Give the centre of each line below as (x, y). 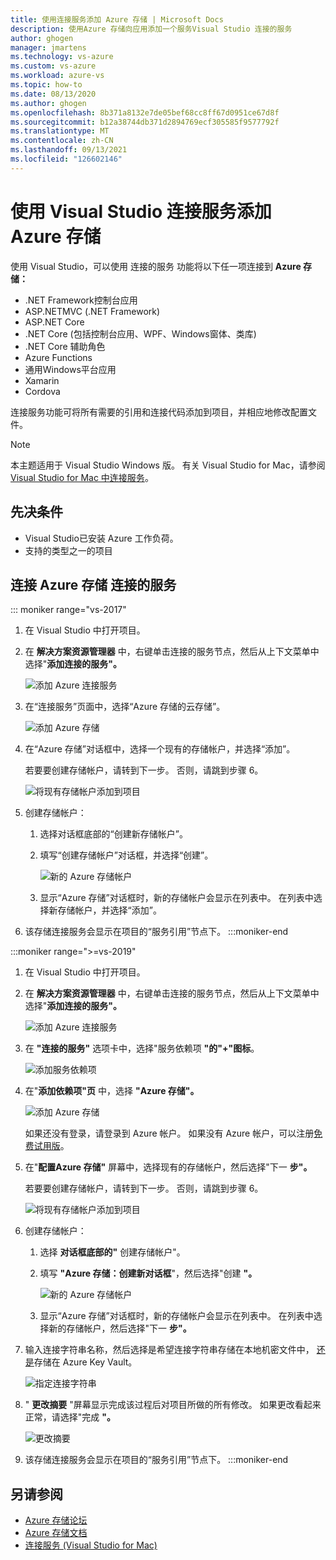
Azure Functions (58, 357)
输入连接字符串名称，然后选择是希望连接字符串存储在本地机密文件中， (169, 1350)
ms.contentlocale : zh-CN (62, 141)
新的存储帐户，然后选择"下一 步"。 (120, 1328)
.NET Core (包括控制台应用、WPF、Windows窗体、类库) (140, 333)
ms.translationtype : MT (60, 131)
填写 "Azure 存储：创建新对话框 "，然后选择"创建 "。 (148, 1273)
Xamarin (42, 380)
